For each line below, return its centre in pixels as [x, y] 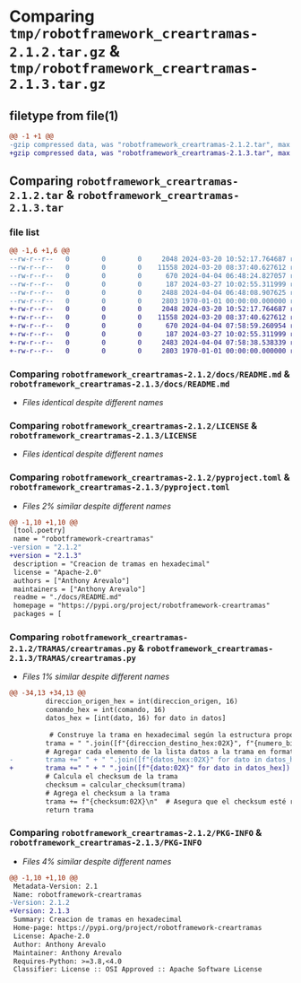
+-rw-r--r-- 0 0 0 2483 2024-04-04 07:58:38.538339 [148, 343]
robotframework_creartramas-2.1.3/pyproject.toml [120, 487]
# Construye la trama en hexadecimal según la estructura [159, 735]
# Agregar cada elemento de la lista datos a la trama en [156, 752]
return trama [69, 810]
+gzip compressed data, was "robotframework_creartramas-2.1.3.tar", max [150, 153]
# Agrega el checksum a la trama [107, 793]
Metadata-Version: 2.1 [56, 886]
